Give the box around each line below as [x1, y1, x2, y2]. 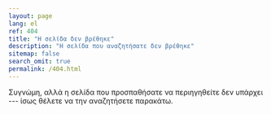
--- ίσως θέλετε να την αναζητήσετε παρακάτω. [8, 95, 173, 106]
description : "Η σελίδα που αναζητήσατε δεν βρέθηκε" [8, 42, 195, 50]
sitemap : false [8, 50, 60, 58]
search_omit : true [8, 58, 71, 66]
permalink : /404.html [8, 65, 82, 73]
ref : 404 [8, 27, 38, 35]
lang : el [8, 20, 38, 28]
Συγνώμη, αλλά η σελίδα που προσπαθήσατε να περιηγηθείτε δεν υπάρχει [8, 87, 263, 97]
